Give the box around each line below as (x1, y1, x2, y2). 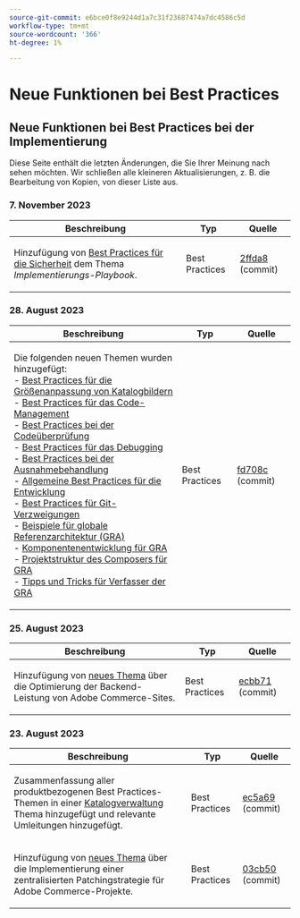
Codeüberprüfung (13, 429, 90, 442)
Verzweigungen (13, 507, 80, 520)
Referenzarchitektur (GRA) (13, 530, 125, 542)
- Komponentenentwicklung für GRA (13, 541, 168, 554)
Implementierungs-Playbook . (13, 268, 137, 281)
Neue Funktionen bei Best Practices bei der (9, 120, 254, 135)
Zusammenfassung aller (13, 775, 115, 787)
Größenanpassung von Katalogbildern (13, 385, 173, 397)
